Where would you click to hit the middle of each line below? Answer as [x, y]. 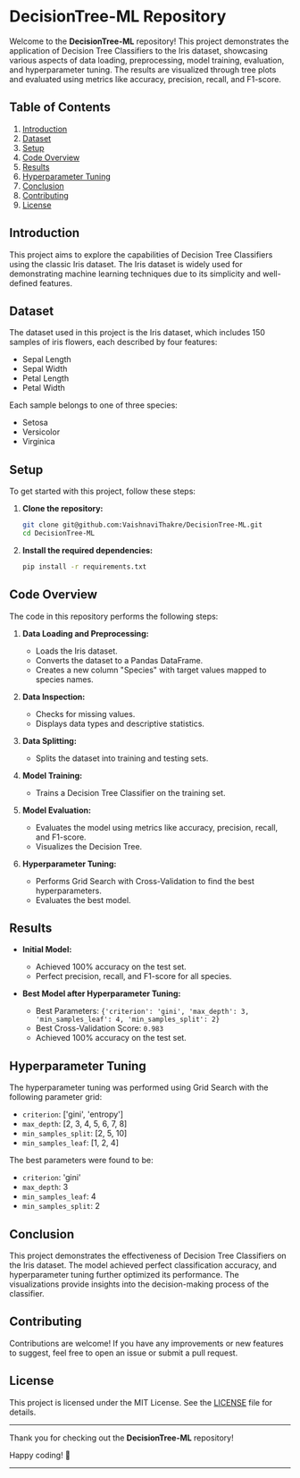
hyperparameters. [69, 891]
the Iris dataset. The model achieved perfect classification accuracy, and [143, 1265]
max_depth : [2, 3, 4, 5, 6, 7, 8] [75, 1124]
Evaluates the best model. [83, 899]
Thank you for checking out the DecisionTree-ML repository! [121, 1438]
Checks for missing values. [85, 714]
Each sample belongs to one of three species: [94, 405]
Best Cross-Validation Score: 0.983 [99, 1028]
